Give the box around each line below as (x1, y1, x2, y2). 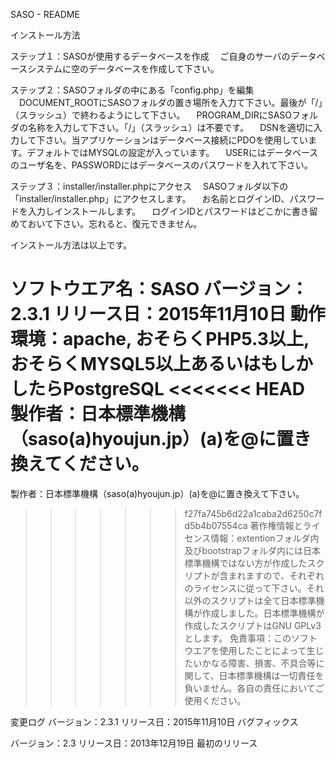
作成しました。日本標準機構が (201, 607, 325, 619)
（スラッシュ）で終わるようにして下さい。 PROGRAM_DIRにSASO (10, 109, 292, 121)
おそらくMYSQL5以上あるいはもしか (10, 353, 313, 376)
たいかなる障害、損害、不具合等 (184, 657, 317, 669)
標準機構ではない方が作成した (184, 557, 308, 569)
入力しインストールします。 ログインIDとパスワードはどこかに (27, 205, 292, 217)
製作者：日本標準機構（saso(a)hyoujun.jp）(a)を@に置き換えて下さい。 (10, 487, 305, 499)
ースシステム (10, 63, 63, 74)
